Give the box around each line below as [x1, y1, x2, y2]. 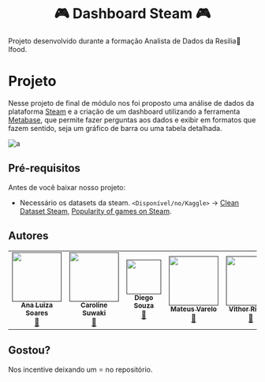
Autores [8, 229, 49, 243]
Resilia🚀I [215, 36, 241, 46]
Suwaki [82, 309, 106, 318]
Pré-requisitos [8, 162, 81, 175]
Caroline [80, 301, 108, 310]
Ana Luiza [21, 301, 54, 310]
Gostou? [8, 343, 51, 357]
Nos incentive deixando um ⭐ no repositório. [8, 365, 153, 374]
